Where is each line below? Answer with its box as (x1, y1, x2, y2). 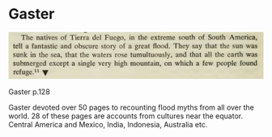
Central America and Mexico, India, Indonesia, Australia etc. (8, 119, 208, 129)
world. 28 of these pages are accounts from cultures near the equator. (8, 110, 244, 121)
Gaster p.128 (8, 86, 50, 97)
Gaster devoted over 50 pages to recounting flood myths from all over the (8, 102, 255, 112)
